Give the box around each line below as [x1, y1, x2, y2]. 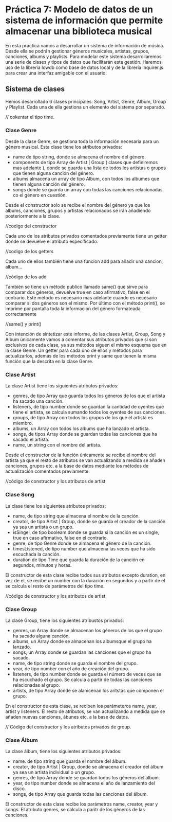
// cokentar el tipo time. [5, 114, 55, 120]
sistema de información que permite [5, 14, 163, 26]
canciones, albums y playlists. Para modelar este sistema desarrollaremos [5, 53, 162, 60]
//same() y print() [5, 321, 42, 327]
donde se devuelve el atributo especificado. [5, 238, 99, 245]
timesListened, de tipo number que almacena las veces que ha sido [12, 545, 156, 551]
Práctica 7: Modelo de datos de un [5, 4, 153, 15]
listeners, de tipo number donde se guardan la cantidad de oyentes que [12, 404, 164, 410]
